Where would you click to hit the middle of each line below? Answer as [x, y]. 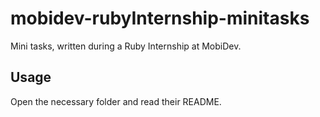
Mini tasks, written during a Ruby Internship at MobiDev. [126, 46]
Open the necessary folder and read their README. [116, 101]
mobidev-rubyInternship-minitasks [160, 18]
